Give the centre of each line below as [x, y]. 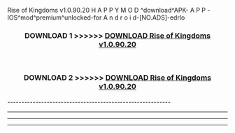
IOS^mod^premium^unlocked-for [55, 17]
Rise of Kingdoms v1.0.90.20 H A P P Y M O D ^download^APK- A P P [107, 10]
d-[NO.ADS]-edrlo [159, 17]
